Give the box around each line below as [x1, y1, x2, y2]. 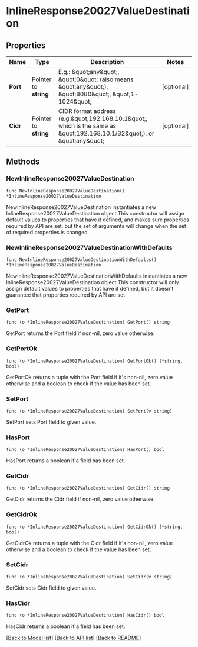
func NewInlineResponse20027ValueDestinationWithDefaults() [6, 256, 157, 263]
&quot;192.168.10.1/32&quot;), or [58, 129, 155, 137]
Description [90, 58, 124, 66]
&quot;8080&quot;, [58, 90, 111, 98]
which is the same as [58, 122, 117, 130]
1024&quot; [58, 98, 92, 105]
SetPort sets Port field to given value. [6, 419, 97, 426]
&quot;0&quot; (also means [58, 75, 134, 83]
